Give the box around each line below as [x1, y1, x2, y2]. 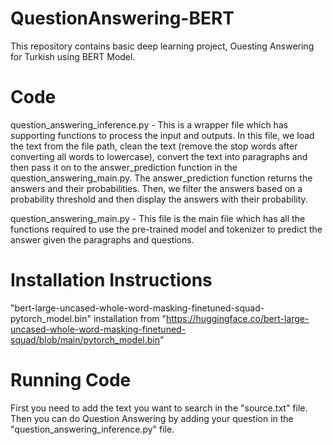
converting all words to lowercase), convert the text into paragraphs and [10, 150, 308, 162]
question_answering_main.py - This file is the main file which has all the [10, 212, 306, 224]
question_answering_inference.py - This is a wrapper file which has [10, 118, 289, 131]
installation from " [93, 312, 167, 324]
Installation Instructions [10, 269, 213, 292]
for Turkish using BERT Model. [10, 50, 136, 62]
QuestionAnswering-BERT [10, 7, 235, 30]
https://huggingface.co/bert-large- [166, 312, 310, 324]
